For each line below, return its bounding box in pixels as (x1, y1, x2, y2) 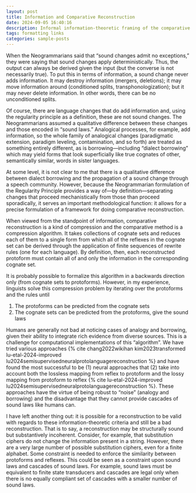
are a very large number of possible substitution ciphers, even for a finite (6, 444, 183, 451)
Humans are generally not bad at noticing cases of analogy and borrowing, (6, 327, 187, 333)
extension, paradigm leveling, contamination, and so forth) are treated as (6, 139, 182, 145)
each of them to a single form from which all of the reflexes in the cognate (6, 236, 185, 243)
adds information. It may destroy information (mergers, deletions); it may (6, 77, 182, 84)
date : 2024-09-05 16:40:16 (6, 19, 72, 25)
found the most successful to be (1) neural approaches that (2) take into (6, 364, 180, 371)
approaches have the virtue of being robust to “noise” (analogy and (6, 389, 169, 395)
